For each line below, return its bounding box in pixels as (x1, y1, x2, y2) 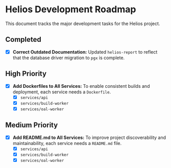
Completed (5, 35, 42, 44)
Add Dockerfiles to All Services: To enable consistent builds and (12, 83, 150, 89)
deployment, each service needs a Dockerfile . (12, 88, 111, 95)
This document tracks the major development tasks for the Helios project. (5, 20, 160, 27)
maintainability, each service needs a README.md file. (12, 140, 122, 146)
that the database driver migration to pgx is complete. (12, 55, 125, 61)
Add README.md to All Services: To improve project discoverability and (12, 134, 166, 140)
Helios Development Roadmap (5, 4, 136, 15)
